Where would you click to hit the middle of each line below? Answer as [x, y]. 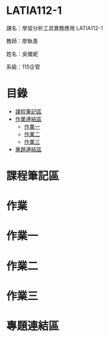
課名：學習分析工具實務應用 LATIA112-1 [55, 28]
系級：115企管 [23, 67]
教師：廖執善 [22, 41]
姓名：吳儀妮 [22, 54]
